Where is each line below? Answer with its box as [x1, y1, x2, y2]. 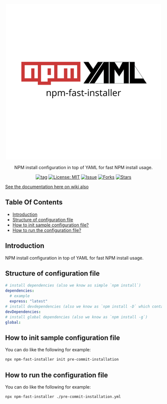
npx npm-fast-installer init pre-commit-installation [5, 357, 119, 362]
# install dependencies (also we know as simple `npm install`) [5, 283, 141, 288]
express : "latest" [9, 299, 48, 304]
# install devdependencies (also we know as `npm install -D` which [5, 304, 150, 309]
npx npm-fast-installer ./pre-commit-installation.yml [5, 394, 121, 399]
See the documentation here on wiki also [5, 184, 89, 190]
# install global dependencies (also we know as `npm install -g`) [5, 314, 148, 319]
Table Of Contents [5, 198, 63, 206]
